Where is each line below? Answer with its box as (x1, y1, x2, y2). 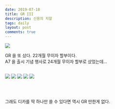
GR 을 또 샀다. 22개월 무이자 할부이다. (5, 53, 77, 58)
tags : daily (5, 20, 29, 26)
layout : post (5, 25, 32, 30)
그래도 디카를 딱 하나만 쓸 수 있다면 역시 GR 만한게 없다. (5, 99, 111, 104)
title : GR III (5, 12, 34, 16)
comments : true (5, 30, 36, 34)
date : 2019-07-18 (5, 7, 40, 12)
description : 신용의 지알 (5, 16, 52, 21)
